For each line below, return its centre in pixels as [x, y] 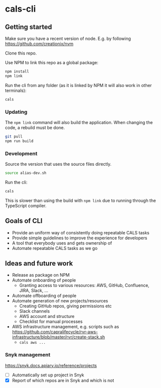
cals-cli [21, 9]
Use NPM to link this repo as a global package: [52, 62]
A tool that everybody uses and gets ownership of [62, 243]
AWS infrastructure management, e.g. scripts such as [65, 327]
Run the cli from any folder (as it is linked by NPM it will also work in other [78, 85]
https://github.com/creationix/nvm [39, 44]
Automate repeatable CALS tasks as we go [55, 248]
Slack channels [34, 311]
